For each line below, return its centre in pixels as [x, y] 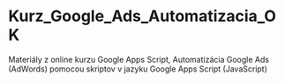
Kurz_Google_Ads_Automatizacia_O [142, 16]
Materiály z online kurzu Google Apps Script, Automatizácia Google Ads [139, 59]
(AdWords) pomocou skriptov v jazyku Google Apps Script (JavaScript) [138, 69]
